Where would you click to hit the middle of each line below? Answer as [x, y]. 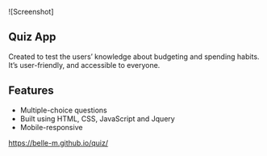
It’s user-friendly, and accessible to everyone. [84, 65]
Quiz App [32, 37]
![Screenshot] [31, 12]
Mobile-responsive [51, 127]
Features [31, 91]
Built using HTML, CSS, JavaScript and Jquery [97, 118]
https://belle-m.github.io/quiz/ [58, 143]
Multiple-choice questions [63, 110]
